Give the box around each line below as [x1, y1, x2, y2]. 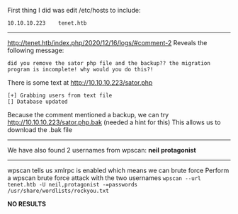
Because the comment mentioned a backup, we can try [7, 111, 169, 119]
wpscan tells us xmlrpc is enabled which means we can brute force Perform [7, 166, 229, 174]
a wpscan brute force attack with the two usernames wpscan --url [7, 174, 201, 182]
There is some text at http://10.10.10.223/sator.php [7, 78, 153, 87]
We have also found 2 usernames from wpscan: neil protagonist [7, 146, 196, 154]
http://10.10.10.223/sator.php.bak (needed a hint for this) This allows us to [7, 118, 221, 126]
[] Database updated [7, 98, 69, 105]
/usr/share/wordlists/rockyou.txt [7, 187, 110, 194]
